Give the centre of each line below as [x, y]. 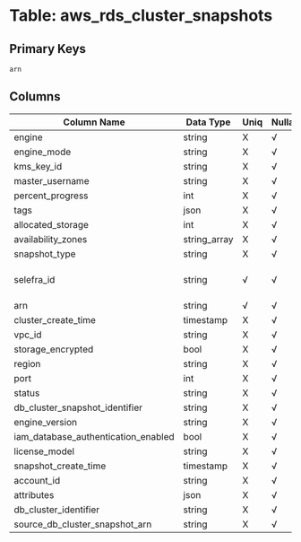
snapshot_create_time [60, 466]
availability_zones [51, 239]
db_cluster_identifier [57, 510]
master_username [52, 180]
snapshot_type [45, 254]
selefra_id [34, 279]
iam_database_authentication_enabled [94, 436]
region [27, 363]
